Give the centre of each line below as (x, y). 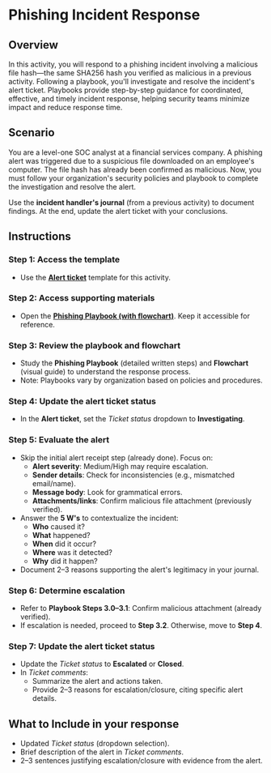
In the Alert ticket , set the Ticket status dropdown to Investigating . (132, 419)
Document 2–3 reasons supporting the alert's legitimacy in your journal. (140, 570)
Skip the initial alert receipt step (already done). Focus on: (116, 457)
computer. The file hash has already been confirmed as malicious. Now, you (135, 169)
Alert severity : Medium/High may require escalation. (120, 466)
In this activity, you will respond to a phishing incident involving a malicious (133, 64)
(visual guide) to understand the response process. (106, 372)
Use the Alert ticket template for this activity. (95, 277)
